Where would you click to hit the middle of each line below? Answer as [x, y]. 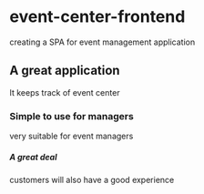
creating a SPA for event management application [102, 42]
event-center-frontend [97, 17]
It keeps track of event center [65, 92]
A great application [65, 71]
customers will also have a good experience [92, 180]
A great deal [33, 157]
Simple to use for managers [71, 116]
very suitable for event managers [71, 136]
